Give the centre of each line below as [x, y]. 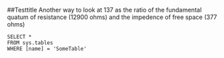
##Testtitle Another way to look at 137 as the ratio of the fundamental [104, 10]
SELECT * [19, 37]
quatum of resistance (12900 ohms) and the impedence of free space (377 [112, 17]
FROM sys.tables [30, 43]
